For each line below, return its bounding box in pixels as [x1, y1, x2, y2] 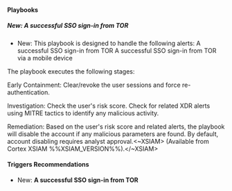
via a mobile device [17, 53, 73, 62]
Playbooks [7, 6, 39, 14]
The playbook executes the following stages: [7, 67, 135, 76]
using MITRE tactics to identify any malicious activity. [7, 108, 159, 117]
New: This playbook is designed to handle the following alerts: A [17, 39, 201, 47]
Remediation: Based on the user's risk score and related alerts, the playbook [7, 122, 225, 131]
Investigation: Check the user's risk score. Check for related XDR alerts [7, 101, 211, 110]
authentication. [7, 88, 51, 97]
